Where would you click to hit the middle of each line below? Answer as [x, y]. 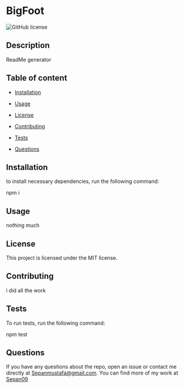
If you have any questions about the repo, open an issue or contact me [91, 367]
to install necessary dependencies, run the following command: [83, 181]
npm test [17, 334]
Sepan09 [17, 379]
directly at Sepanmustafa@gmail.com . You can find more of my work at [92, 373]
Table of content [37, 78]
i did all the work [26, 290]
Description [28, 45]
